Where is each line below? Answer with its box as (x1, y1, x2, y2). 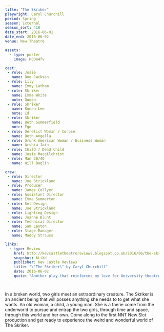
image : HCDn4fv (14, 57, 45, 61)
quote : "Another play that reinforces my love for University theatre (14, 273, 161, 278)
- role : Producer (7, 183, 42, 188)
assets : (5, 47, 21, 53)
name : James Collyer (11, 188, 54, 193)
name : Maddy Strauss (11, 233, 54, 238)
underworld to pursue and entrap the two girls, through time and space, (5, 307, 149, 312)
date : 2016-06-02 (14, 269, 49, 274)
